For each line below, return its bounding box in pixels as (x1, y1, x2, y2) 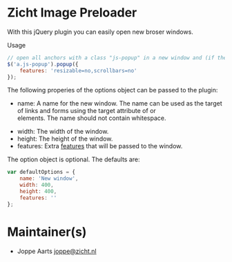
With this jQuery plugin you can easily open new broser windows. (7, 28, 193, 36)
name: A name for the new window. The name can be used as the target (17, 99, 222, 108)
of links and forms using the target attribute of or (17, 107, 157, 115)
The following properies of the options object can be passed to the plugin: (7, 86, 218, 94)
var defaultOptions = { (7, 169, 76, 176)
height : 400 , (19, 188, 57, 195)
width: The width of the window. (17, 128, 109, 136)
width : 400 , (19, 181, 54, 189)
